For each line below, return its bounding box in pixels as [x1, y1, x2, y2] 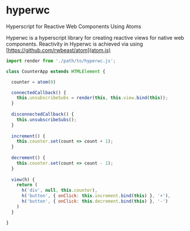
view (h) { [11, 177, 35, 182]
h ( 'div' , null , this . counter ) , [21, 188, 98, 194]
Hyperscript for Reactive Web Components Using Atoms [6, 23, 142, 30]
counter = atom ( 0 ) [11, 79, 57, 85]
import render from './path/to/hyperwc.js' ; [6, 58, 116, 64]
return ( [16, 182, 38, 188]
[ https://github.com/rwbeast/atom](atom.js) [6, 46, 111, 53]
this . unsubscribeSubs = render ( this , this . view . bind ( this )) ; [16, 95, 168, 101]
